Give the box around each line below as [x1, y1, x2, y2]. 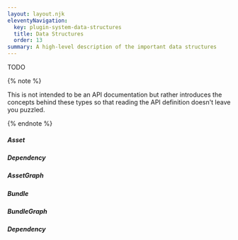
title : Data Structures [13, 30, 84, 38]
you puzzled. [7, 106, 45, 114]
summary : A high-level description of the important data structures [7, 43, 217, 50]
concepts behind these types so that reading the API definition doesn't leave [7, 98, 231, 107]
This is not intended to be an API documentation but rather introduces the [7, 90, 222, 99]
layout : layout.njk [7, 10, 65, 18]
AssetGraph [7, 171, 44, 180]
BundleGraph [7, 207, 47, 216]
